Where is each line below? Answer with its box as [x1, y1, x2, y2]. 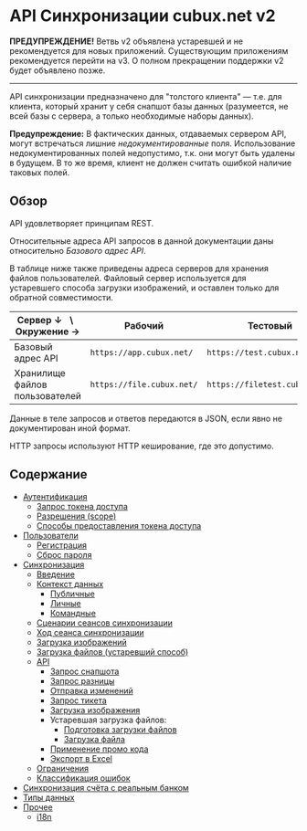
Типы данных [22, 792, 75, 803]
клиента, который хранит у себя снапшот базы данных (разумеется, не [9, 100, 289, 111]
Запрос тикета [49, 695, 107, 706]
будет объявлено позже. [9, 65, 106, 76]
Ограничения [36, 763, 90, 773]
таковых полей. [9, 166, 70, 178]
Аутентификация [22, 490, 89, 502]
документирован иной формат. [9, 422, 131, 434]
